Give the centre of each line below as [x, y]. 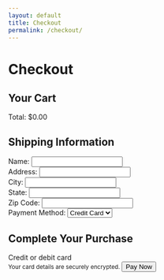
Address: [23, 172]
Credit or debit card [40, 258]
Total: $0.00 [28, 117]
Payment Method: [37, 213]
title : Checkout [35, 23]
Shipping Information [61, 142]
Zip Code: [24, 203]
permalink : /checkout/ [45, 30]
